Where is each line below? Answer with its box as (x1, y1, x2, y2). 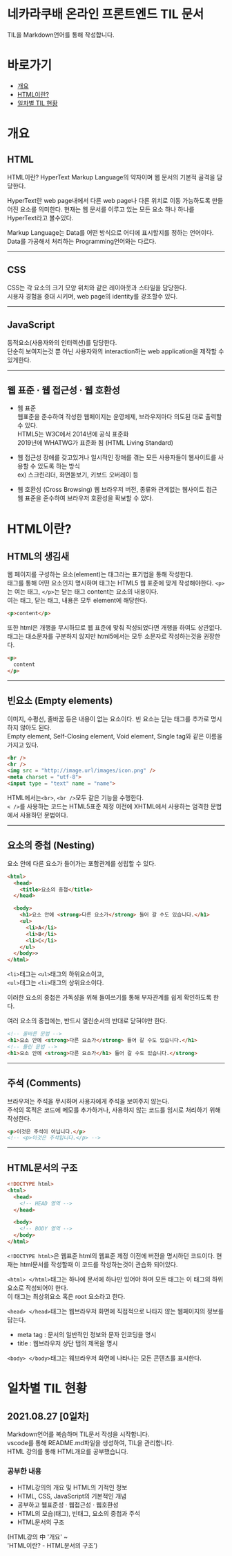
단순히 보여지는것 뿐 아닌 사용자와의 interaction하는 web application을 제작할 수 (7, 347, 224, 355)
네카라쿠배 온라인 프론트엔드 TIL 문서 (7, 6, 204, 22)
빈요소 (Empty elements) (7, 695, 113, 707)
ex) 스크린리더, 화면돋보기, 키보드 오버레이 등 (17, 470, 139, 479)
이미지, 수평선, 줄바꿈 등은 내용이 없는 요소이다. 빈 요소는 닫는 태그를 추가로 (7, 714, 209, 723)
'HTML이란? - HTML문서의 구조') (7, 1541, 98, 1550)
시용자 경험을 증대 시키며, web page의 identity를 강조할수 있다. (7, 292, 178, 300)
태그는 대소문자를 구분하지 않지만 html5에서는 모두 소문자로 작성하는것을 (7, 632, 202, 641)
